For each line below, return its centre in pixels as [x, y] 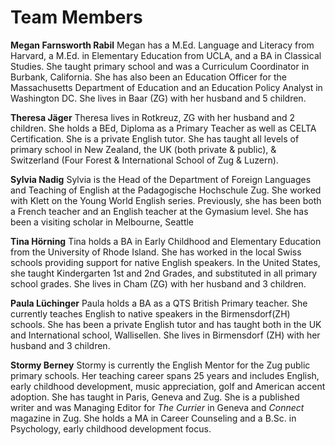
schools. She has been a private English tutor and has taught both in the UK [166, 324]
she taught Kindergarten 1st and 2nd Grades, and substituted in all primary [164, 273]
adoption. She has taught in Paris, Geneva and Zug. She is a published [155, 397]
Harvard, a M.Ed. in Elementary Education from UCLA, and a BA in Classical [166, 55]
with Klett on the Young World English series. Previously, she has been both [166, 200]
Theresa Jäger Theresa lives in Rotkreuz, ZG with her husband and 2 [152, 117]
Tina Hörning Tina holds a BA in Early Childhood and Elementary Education [166, 241]
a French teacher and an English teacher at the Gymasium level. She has [159, 211]
